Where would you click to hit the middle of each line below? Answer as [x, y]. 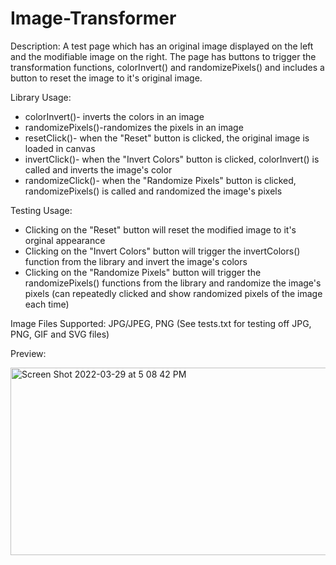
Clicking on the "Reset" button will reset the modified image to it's [160, 229]
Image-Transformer [93, 18]
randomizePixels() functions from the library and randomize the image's [173, 283]
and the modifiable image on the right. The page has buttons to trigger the [163, 56]
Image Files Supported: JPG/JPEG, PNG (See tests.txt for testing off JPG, [161, 323]
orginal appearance [65, 240]
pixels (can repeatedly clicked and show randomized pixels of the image [173, 293]
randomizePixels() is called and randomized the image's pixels [153, 191]
